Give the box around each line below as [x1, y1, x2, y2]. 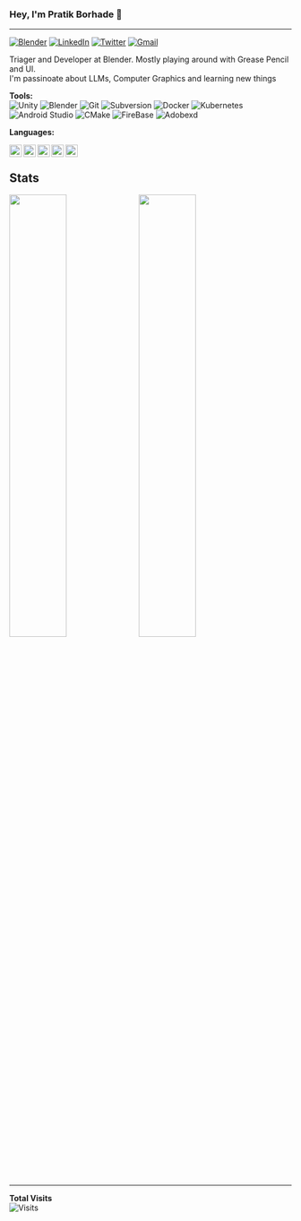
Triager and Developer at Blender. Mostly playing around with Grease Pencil [9, 54, 289, 65]
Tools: [9, 90, 33, 101]
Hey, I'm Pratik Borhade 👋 [9, 8, 123, 21]
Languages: [9, 127, 56, 138]
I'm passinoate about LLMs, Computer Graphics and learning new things [9, 73, 277, 84]
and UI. [9, 64, 36, 74]
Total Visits [9, 1193, 53, 1204]
